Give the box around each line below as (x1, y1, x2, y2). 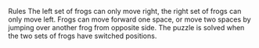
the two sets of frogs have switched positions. (8, 31, 157, 40)
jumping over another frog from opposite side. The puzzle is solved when (8, 23, 245, 32)
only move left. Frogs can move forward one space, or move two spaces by (8, 15, 252, 24)
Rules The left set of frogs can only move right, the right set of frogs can (8, 7, 242, 15)
